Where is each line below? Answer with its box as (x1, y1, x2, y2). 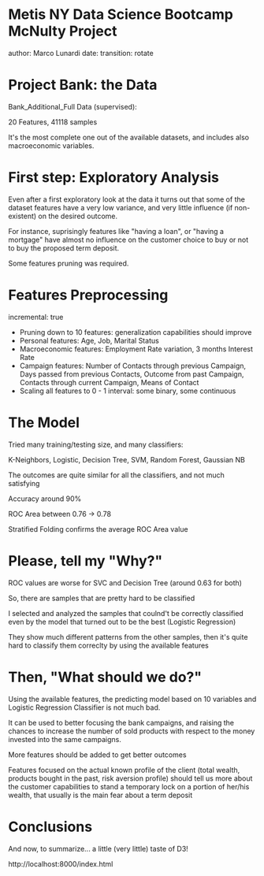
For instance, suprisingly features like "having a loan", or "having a (8, 226, 225, 236)
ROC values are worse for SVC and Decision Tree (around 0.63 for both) (8, 577, 243, 588)
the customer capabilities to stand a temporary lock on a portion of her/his (8, 781, 250, 791)
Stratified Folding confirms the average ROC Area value (8, 524, 188, 533)
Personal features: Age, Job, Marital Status (19, 336, 159, 345)
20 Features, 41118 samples (8, 117, 98, 127)
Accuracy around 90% (8, 494, 82, 503)
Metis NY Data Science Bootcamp (8, 6, 234, 24)
